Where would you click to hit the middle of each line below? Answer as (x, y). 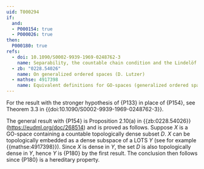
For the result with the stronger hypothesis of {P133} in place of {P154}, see (101, 103)
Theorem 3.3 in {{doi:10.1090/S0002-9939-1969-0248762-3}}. (85, 109)
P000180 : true (29, 46)
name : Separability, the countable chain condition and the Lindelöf (107, 63)
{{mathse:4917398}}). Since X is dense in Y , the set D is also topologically (99, 147)
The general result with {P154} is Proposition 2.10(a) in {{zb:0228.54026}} (99, 121)
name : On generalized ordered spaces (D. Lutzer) (81, 74)
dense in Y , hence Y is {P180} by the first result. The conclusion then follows (102, 153)
